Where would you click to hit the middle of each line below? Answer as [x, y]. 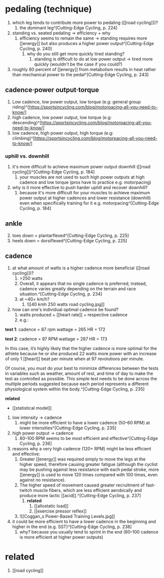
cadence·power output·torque [52, 90]
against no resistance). [43, 480]
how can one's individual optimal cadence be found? [65, 309]
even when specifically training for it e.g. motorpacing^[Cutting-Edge [89, 203]
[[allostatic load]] [51, 506]
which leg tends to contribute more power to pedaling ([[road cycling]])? [85, 23]
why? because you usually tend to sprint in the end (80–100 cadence [89, 532]
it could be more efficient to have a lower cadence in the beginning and [84, 521]
